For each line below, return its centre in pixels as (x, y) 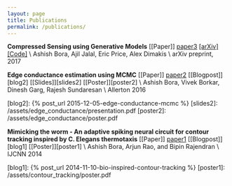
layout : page (26, 14)
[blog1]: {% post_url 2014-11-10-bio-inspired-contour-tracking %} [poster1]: (116, 168)
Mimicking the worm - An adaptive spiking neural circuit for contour (108, 132)
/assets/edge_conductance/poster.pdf (62, 118)
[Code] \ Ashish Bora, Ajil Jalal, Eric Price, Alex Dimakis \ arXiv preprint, (110, 54)
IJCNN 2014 (25, 154)
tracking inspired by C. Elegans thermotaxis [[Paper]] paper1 (97, 139)
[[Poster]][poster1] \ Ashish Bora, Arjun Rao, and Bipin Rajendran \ (124, 147)
